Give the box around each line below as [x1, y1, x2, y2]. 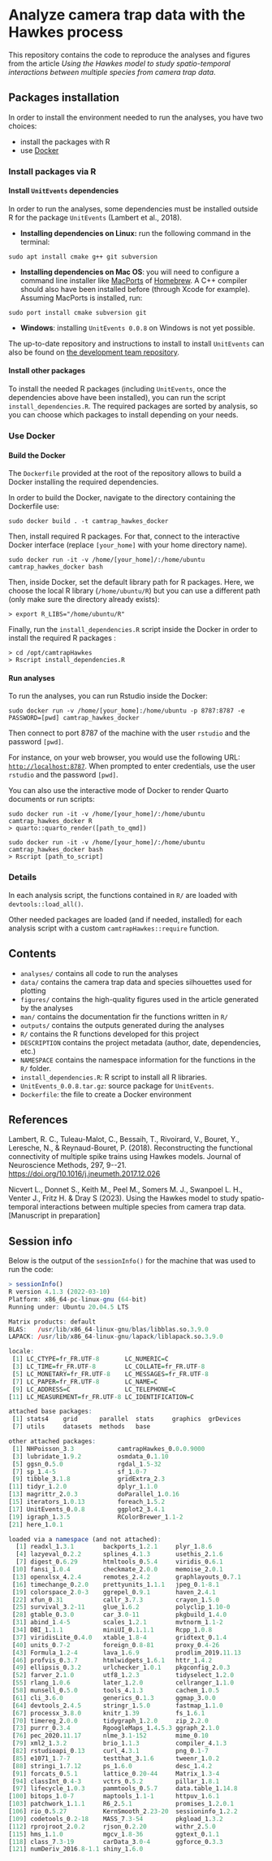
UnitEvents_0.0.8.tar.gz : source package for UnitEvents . [19, 1080, 214, 1091]
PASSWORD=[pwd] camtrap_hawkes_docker [8, 714, 140, 722]
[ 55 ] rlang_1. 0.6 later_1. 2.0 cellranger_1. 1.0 [11, 1679, 234, 1687]
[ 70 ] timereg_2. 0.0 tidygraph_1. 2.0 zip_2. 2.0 [11, 1716, 209, 1725]
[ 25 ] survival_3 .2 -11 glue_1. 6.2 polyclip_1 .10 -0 [11, 1603, 231, 1611]
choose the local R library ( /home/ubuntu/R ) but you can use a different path [8, 586, 261, 595]
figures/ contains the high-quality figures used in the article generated [19, 994, 259, 1004]
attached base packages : [8, 1407, 93, 1416]
